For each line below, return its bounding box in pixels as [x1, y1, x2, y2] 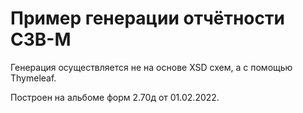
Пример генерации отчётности [10, 7, 285, 30]
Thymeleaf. [10, 72, 57, 84]
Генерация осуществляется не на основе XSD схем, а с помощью [10, 61, 293, 73]
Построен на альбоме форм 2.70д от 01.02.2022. [10, 91, 220, 103]
